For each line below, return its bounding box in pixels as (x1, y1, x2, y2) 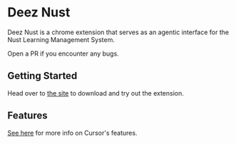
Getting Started (7, 70, 78, 82)
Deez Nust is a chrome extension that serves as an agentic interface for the (7, 28, 230, 36)
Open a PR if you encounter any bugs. (7, 49, 119, 58)
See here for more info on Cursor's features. (7, 128, 138, 137)
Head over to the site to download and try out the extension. (7, 88, 184, 97)
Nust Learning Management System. (7, 35, 116, 43)
